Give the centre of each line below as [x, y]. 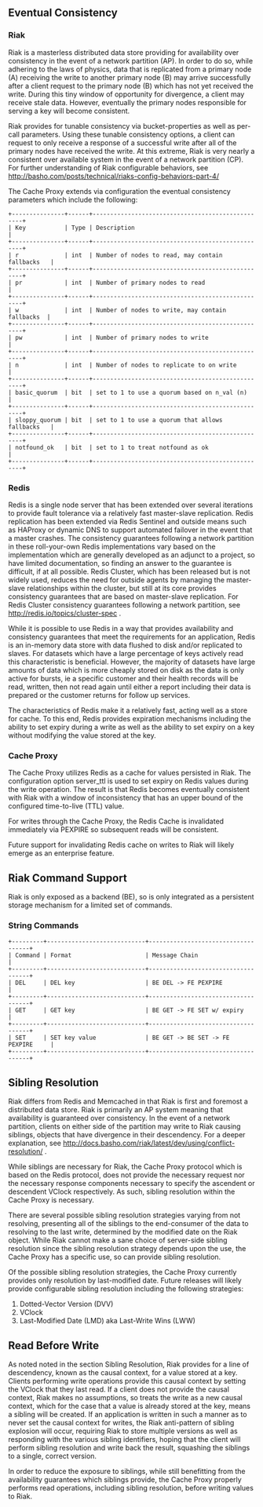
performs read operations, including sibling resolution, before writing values [131, 1488]
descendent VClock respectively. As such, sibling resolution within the [122, 1191]
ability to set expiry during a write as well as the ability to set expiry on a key [131, 727]
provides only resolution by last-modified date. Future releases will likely [125, 1281]
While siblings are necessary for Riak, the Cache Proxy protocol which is [125, 1167]
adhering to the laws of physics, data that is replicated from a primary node [130, 69]
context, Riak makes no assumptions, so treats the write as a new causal [126, 1398]
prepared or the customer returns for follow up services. [99, 695]
